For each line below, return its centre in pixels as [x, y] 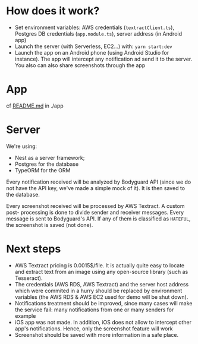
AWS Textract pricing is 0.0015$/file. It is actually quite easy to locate [100, 265]
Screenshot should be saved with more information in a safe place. [97, 334]
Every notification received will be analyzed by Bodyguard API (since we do [99, 182]
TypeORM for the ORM [43, 170]
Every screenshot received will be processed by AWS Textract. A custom [95, 206]
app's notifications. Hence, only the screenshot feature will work [94, 329]
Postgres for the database [47, 164]
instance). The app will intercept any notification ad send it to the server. [103, 59]
